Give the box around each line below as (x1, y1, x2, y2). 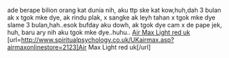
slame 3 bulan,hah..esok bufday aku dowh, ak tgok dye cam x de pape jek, (7, 21, 222, 29)
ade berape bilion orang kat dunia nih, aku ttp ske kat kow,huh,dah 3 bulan (7, 6, 221, 14)
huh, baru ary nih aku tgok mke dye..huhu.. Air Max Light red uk (7, 28, 191, 36)
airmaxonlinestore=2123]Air (7, 43, 87, 51)
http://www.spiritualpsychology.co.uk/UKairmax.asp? (20, 36, 175, 44)
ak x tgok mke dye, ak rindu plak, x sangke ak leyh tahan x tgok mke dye (7, 13, 216, 22)
